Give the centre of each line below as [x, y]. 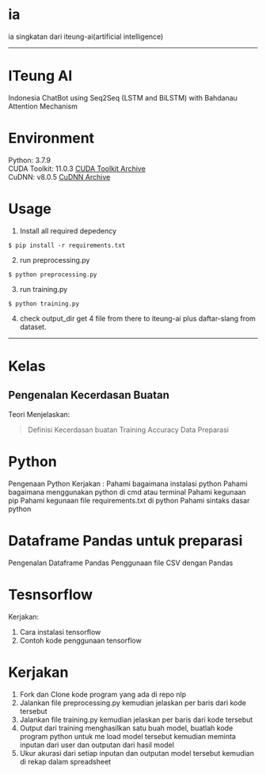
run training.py [44, 289]
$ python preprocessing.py [53, 275]
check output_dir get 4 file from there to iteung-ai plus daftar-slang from [137, 318]
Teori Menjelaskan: [39, 414]
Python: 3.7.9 [30, 160]
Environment [51, 138]
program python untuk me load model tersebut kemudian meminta [127, 736]
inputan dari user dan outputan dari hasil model [97, 745]
